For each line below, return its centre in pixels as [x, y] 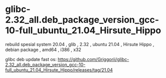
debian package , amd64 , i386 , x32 [43, 49]
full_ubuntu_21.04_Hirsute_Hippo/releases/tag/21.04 [59, 70]
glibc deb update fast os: [31, 59]
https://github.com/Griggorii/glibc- [93, 59]
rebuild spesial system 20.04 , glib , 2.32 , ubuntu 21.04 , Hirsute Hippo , [80, 44]
